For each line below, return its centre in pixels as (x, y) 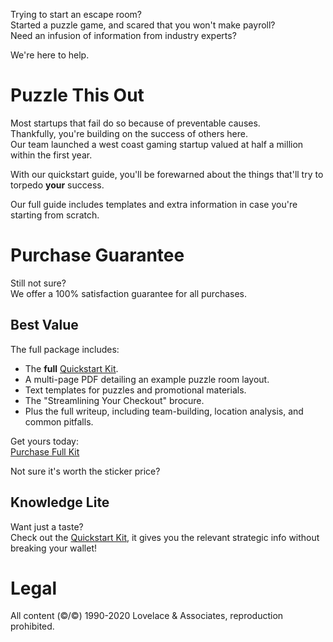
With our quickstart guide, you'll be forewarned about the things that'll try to (167, 174)
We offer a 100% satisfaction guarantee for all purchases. (128, 293)
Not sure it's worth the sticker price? (85, 471)
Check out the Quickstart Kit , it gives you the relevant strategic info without (165, 537)
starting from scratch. (55, 215)
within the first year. (51, 155)
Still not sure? (38, 283)
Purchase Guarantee (97, 255)
